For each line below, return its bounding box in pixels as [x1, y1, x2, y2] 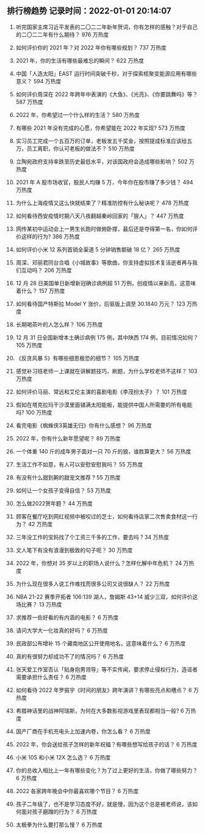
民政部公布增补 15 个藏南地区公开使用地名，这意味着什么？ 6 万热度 [15, 639, 186, 647]
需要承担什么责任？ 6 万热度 [15, 673, 87, 680]
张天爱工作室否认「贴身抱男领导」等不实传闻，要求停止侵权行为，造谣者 [15, 666, 198, 673]
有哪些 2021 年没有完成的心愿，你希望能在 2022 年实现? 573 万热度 [15, 124, 185, 132]
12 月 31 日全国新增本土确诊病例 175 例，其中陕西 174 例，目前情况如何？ [15, 333, 199, 341]
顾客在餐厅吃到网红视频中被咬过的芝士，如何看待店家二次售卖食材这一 [15, 513, 193, 520]
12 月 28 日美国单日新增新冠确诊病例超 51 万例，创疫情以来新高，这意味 [15, 279, 196, 286]
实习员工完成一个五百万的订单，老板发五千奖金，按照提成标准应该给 [15, 137, 187, 144]
